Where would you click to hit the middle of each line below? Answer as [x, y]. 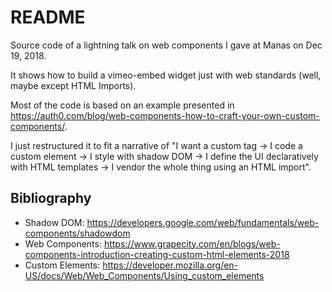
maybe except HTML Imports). [73, 85]
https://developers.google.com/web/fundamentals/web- [203, 222]
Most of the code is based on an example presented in [122, 105]
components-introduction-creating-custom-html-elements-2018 [157, 254]
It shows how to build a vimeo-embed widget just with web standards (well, [166, 75]
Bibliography [51, 198]
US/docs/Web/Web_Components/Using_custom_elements [144, 275]
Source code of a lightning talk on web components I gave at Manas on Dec [166, 45]
